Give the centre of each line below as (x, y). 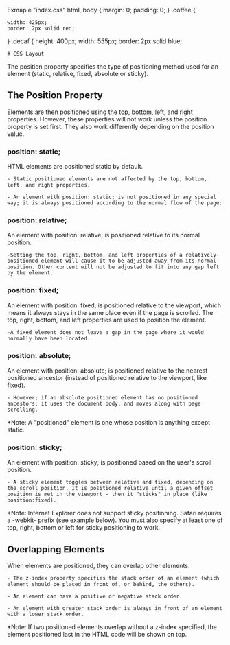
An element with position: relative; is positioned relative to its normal (104, 235)
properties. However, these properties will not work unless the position (107, 119)
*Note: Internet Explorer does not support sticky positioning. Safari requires (114, 513)
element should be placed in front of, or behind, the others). (101, 585)
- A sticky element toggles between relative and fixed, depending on (110, 482)
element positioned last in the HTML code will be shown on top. (97, 635)
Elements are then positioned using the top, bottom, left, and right (100, 112)
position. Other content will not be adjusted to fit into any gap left (113, 267)
